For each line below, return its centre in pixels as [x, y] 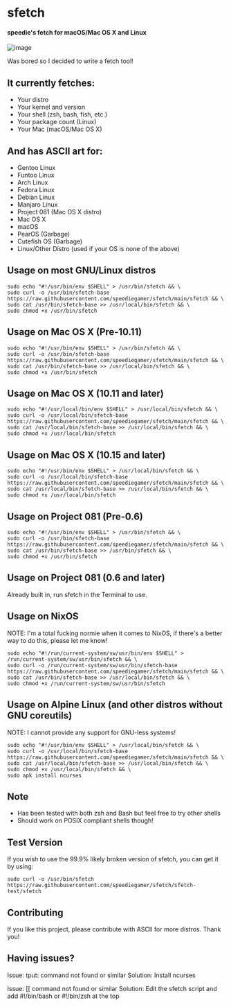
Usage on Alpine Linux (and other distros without [115, 705]
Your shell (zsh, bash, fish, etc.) [62, 114]
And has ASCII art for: [55, 151]
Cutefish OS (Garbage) [50, 241]
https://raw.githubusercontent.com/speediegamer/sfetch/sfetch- [102, 886]
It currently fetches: [51, 83]
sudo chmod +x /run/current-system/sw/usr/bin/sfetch [86, 683]
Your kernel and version [51, 107]
